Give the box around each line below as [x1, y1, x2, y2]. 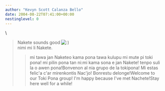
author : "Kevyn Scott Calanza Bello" [5, 7, 83, 12]
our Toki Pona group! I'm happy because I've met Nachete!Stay [29, 75, 160, 82]
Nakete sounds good [17, 40, 61, 45]
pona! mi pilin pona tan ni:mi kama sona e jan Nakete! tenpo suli [29, 60, 161, 66]
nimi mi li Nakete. [17, 45, 53, 51]
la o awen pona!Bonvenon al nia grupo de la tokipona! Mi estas [29, 65, 158, 71]
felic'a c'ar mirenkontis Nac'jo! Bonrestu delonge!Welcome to [29, 70, 155, 76]
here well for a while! [29, 81, 73, 87]
